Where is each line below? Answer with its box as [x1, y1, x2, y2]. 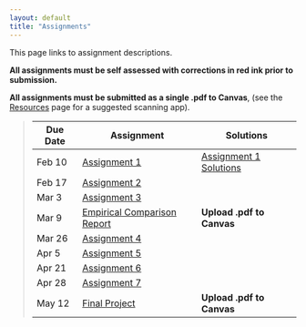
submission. [9, 74, 57, 85]
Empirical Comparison [81, 206, 178, 219]
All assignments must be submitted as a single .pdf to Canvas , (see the [9, 92, 283, 103]
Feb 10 [36, 156, 67, 169]
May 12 [36, 297, 70, 310]
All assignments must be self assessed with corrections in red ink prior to [9, 65, 293, 76]
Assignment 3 [81, 190, 142, 203]
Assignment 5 [81, 247, 142, 260]
